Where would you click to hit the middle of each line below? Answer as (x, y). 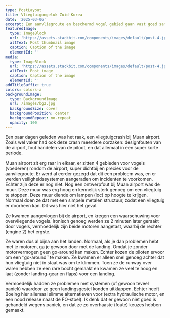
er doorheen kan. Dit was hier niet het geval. (51, 205)
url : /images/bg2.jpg (33, 104)
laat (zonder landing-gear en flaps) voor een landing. (60, 274)
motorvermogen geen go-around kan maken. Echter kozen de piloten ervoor (85, 252)
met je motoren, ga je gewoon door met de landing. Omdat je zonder (77, 247)
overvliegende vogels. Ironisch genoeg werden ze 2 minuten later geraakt (82, 221)
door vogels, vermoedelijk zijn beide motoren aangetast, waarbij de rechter (83, 226)
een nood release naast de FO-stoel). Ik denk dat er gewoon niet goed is (81, 299)
